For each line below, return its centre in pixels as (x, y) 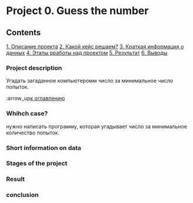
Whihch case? (27, 114)
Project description (34, 67)
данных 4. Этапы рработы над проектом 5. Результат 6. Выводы (87, 53)
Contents (24, 33)
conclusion (22, 195)
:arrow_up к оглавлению (36, 99)
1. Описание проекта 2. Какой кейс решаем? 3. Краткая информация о (95, 46)
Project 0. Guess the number (77, 11)
